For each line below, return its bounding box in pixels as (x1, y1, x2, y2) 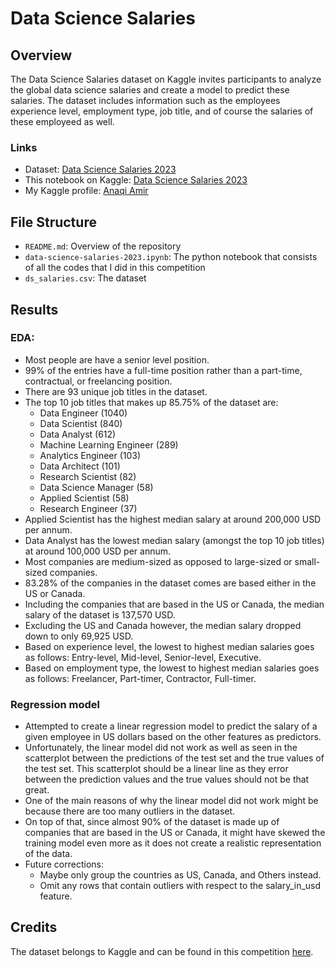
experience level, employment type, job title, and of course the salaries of (10, 105, 314, 117)
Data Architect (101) (39, 460, 121, 472)
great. (24, 784, 50, 796)
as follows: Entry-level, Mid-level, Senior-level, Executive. (24, 651, 262, 663)
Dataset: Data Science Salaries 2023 (24, 163, 177, 176)
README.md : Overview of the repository (24, 240, 182, 252)
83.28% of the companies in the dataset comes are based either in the (24, 577, 317, 589)
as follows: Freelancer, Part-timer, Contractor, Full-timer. (24, 672, 257, 684)
